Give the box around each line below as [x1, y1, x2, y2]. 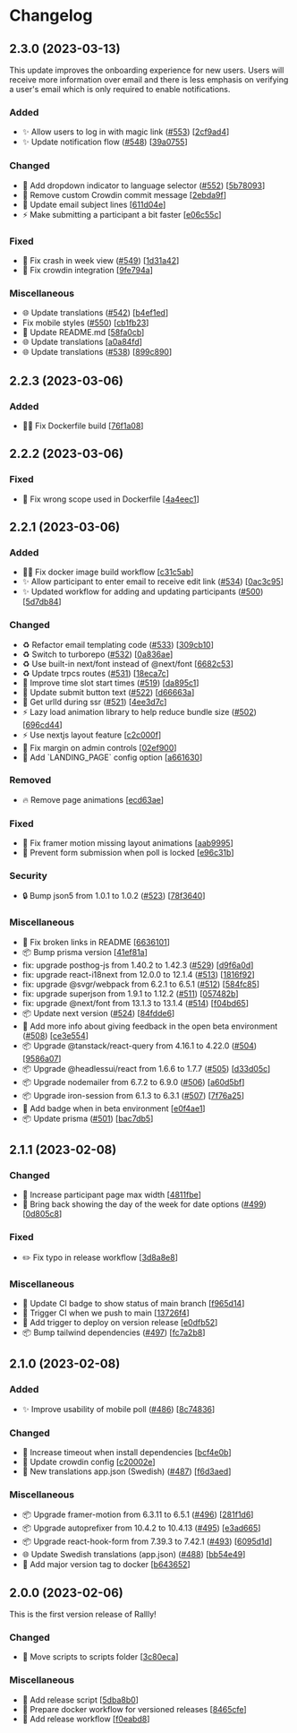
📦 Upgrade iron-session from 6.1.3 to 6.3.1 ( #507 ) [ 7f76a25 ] [21, 1090, 244, 1100]
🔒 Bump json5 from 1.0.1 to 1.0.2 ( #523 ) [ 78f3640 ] [21, 891, 206, 901]
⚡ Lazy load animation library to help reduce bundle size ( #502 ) [21, 706, 258, 717]
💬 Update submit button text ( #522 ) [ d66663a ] [21, 686, 195, 697]
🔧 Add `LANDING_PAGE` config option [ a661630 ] [21, 752, 203, 763]
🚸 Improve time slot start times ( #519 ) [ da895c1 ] [21, 677, 199, 688]
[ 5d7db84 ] [21, 597, 62, 608]
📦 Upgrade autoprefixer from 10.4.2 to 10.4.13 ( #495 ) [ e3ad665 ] [21, 1522, 261, 1533]
